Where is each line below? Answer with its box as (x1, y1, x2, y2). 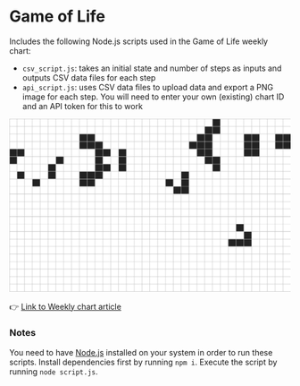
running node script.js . (9, 365, 98, 377)
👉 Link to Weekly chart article (9, 301, 122, 312)
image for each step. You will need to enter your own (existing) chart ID (21, 91, 285, 102)
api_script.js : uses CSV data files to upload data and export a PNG (21, 81, 274, 92)
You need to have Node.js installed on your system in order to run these (9, 347, 273, 357)
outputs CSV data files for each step (21, 72, 156, 82)
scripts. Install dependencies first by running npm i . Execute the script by (9, 356, 278, 367)
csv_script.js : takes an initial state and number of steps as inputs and (21, 63, 282, 73)
